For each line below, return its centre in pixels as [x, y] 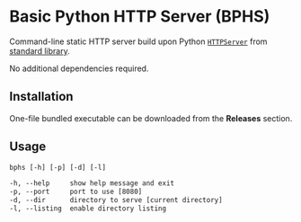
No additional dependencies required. [79, 68]
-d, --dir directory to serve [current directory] [116, 200]
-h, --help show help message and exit [92, 183]
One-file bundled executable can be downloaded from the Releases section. [151, 118]
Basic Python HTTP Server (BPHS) [140, 17]
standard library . [40, 50]
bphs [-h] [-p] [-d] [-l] [58, 167]
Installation [41, 97]
